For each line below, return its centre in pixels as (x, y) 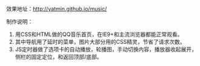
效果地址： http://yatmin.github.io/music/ (57, 9)
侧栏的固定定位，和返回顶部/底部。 (58, 57)
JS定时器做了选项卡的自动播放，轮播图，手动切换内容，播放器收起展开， (106, 49)
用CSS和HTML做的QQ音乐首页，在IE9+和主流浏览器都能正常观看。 (99, 34)
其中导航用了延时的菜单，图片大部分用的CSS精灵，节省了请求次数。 (100, 42)
